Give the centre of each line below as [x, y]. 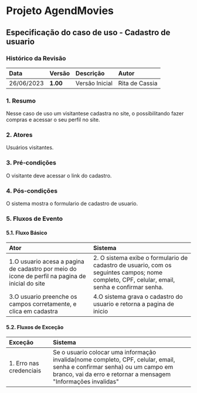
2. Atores [19, 135]
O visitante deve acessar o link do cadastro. [59, 175]
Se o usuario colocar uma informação [104, 353]
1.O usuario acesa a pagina [47, 262]
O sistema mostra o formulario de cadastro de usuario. [72, 204]
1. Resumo [21, 101]
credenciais [25, 371]
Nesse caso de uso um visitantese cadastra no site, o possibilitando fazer [95, 114]
